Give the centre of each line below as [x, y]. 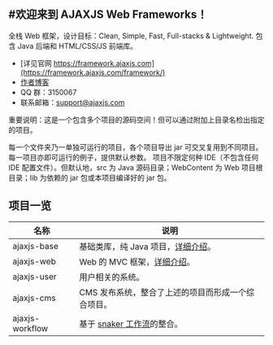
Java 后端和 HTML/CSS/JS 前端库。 [78, 46]
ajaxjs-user [35, 277]
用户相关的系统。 [112, 277]
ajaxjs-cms [34, 298]
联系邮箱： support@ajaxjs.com [72, 102]
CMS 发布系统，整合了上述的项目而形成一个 [162, 292]
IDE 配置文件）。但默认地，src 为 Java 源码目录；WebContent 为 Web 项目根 [136, 167]
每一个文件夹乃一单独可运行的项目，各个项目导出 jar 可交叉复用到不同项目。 [136, 147]
